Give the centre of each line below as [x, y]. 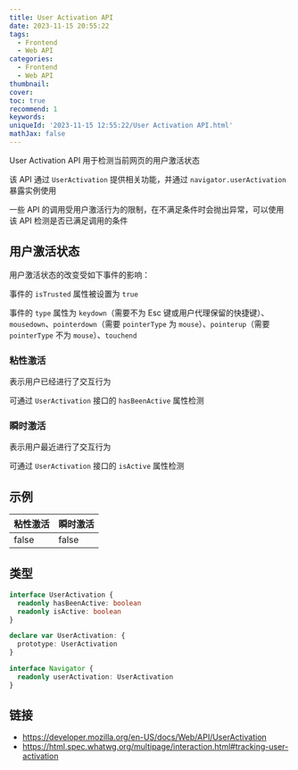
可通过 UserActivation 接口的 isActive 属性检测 [97, 466]
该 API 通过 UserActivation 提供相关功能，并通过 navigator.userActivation [148, 179]
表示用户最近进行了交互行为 [60, 447]
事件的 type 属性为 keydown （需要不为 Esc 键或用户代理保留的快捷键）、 [139, 313]
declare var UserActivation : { [67, 636]
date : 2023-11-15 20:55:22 [59, 26]
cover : [21, 92]
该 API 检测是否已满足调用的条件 [69, 221]
